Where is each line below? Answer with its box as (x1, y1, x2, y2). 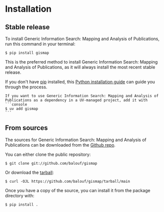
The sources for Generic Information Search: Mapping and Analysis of (5, 137, 147, 143)
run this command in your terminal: (5, 41, 76, 47)
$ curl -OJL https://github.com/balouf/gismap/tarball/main (5, 179, 131, 184)
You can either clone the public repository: (5, 151, 91, 157)
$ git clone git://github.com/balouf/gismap (5, 161, 97, 166)
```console (5, 102, 27, 107)
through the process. (5, 84, 47, 90)
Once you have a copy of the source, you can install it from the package (5, 187, 151, 193)
